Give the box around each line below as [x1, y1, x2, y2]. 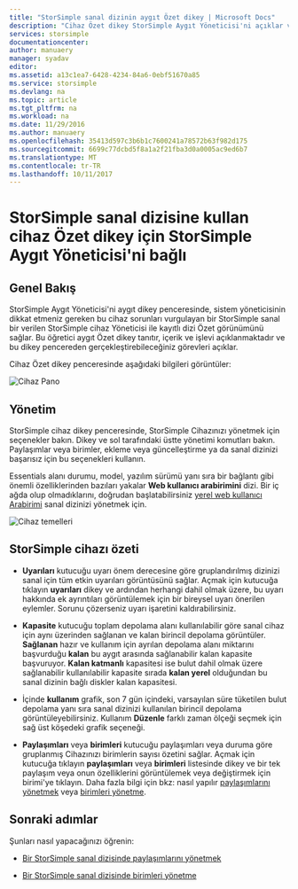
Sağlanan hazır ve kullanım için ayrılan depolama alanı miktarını [21, 639, 255, 650]
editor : [9, 63, 38, 72]
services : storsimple [9, 29, 90, 38]
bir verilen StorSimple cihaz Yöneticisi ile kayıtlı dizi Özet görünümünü [9, 323, 264, 333]
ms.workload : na [9, 112, 69, 121]
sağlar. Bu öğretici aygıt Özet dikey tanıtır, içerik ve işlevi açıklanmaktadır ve [9, 332, 286, 343]
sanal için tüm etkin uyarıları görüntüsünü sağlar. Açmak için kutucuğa [21, 574, 278, 585]
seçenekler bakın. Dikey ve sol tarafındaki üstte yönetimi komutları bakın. [9, 435, 276, 446]
